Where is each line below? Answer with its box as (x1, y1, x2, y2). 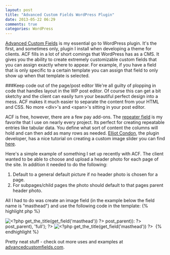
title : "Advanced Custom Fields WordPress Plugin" (5, 12, 115, 17)
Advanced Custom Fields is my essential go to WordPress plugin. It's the (5, 40, 157, 46)
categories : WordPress (5, 26, 53, 31)
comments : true (5, 21, 38, 27)
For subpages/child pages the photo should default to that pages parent (12, 182, 163, 188)
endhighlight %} (5, 229, 39, 235)
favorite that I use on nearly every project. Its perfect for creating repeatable (5, 119, 165, 125)
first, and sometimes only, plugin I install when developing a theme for (5, 46, 152, 52)
